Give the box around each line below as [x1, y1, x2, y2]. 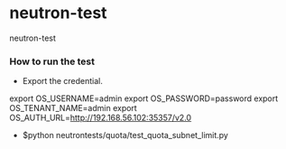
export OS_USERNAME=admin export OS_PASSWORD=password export [9, 93, 279, 104]
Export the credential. [22, 76, 104, 87]
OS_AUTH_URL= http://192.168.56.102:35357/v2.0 [9, 112, 192, 124]
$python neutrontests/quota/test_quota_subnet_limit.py [22, 130, 228, 141]
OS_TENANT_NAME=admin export [9, 103, 137, 114]
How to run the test [9, 55, 96, 68]
